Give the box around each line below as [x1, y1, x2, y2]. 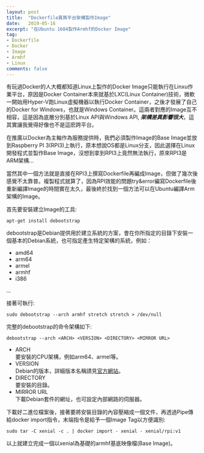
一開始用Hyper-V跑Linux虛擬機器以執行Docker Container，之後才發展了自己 [6, 98, 197, 105]
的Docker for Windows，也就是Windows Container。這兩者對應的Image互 [6, 106, 192, 113]
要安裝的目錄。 [15, 382, 53, 389]
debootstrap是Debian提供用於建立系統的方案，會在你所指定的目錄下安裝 [6, 229, 188, 237]
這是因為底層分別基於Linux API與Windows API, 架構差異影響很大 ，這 [22, 113, 195, 121]
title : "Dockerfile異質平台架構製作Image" [6, 15, 111, 21]
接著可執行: [6, 299, 35, 307]
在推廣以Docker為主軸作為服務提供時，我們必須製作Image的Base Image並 [6, 134, 192, 141]
